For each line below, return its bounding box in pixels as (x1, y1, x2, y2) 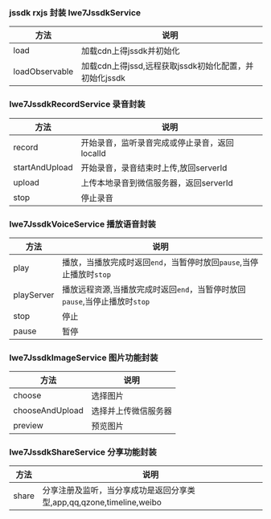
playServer (13, 289, 55, 300)
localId (80, 147, 107, 158)
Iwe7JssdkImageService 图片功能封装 (9, 352, 158, 363)
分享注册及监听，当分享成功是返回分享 (42, 484, 187, 496)
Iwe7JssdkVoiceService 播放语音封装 (9, 219, 156, 230)
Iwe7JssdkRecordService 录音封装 (9, 99, 146, 110)
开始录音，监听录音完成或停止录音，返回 (80, 137, 234, 148)
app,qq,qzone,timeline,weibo (52, 497, 162, 508)
